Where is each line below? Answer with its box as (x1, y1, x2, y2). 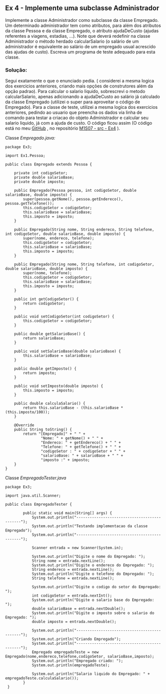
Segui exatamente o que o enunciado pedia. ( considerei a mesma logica (5, 78, 154, 84)
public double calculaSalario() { (14, 401, 85, 406)
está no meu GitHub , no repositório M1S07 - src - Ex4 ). (5, 125, 120, 131)
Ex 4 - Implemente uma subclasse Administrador (5, 4, 160, 12)
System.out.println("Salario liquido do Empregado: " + (31, 672, 150, 677)
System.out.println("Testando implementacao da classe (31, 524, 148, 529)
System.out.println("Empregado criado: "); (31, 658, 123, 664)
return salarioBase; (23, 336, 66, 341)
